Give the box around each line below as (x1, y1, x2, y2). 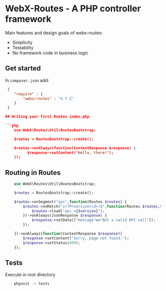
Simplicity (12, 39, 33, 45)
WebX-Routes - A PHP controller (5, 3, 141, 14)
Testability (12, 44, 34, 50)
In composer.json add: (5, 77, 49, 83)
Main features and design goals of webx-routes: (5, 30, 103, 36)
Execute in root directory (5, 272, 56, 278)
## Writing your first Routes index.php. (5, 114, 92, 119)
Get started (5, 64, 41, 73)
